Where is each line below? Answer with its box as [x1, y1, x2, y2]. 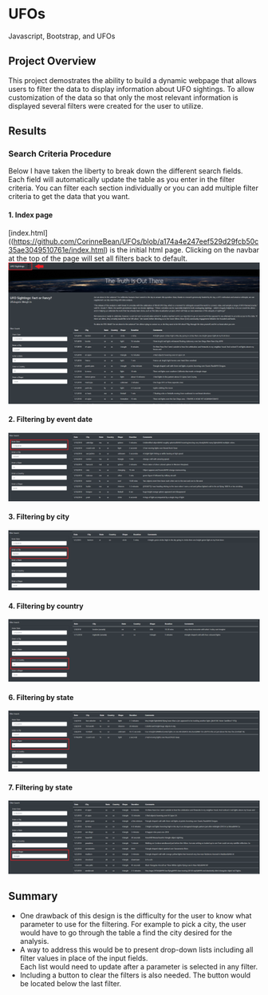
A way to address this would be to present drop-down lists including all [19, 945, 254, 954]
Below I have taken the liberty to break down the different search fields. [8, 166, 243, 176]
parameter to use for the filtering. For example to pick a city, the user [19, 919, 246, 929]
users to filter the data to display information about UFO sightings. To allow [8, 84, 254, 94]
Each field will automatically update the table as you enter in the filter [8, 175, 235, 185]
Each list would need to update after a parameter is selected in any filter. [19, 961, 258, 971]
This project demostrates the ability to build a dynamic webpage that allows [8, 75, 257, 85]
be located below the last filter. [19, 978, 122, 988]
